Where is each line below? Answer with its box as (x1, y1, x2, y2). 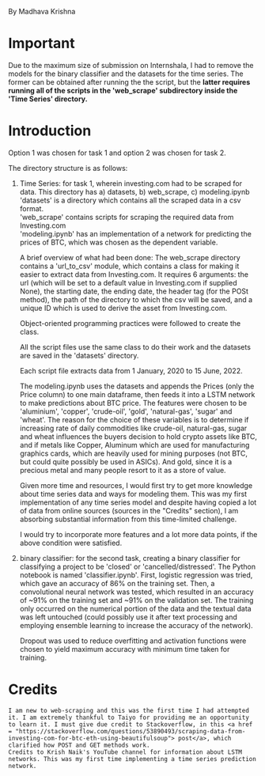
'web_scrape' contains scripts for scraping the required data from (19, 212, 234, 221)
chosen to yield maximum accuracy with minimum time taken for (19, 644, 230, 653)
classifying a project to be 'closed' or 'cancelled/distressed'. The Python (19, 562, 256, 571)
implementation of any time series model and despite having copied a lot (19, 498, 257, 507)
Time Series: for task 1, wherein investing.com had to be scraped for (19, 178, 243, 188)
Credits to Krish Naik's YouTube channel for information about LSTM (8, 748, 243, 756)
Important (8, 35, 75, 52)
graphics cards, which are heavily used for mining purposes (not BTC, (19, 449, 248, 458)
